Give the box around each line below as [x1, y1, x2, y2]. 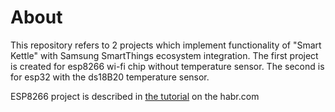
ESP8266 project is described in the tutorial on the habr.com [10, 90, 260, 102]
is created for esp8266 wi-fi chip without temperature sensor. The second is [10, 60, 325, 72]
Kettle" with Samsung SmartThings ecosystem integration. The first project [10, 49, 319, 61]
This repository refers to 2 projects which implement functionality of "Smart [10, 39, 322, 51]
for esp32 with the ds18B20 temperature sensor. [10, 71, 210, 83]
